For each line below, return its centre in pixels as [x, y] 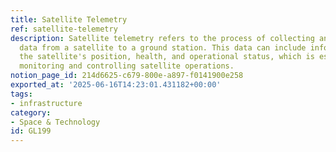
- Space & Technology [55, 122]
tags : [21, 94]
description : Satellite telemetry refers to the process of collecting [162, 38]
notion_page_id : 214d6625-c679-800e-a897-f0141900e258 [127, 76]
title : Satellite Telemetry [69, 19]
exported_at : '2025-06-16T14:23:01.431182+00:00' [116, 85]
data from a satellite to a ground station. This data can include [163, 47]
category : [31, 112]
